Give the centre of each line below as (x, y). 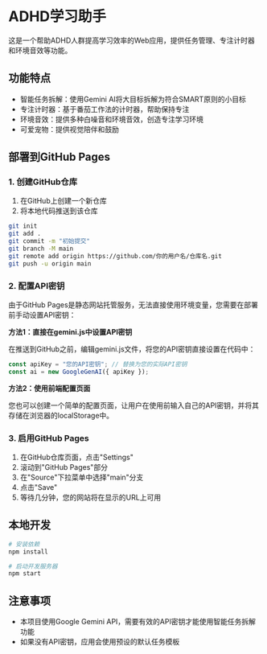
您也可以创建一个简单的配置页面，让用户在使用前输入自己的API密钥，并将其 (134, 405)
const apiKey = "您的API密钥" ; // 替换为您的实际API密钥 (98, 364)
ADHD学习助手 (58, 16)
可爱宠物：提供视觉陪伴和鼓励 (69, 129)
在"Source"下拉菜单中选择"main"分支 (82, 477)
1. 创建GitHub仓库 (43, 182)
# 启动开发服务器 (33, 566)
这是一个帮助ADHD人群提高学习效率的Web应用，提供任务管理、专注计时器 (132, 40)
